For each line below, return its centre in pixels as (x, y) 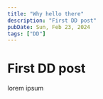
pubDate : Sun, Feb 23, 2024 (49, 27)
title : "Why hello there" (45, 14)
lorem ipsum (26, 88)
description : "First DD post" (52, 21)
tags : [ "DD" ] (27, 34)
